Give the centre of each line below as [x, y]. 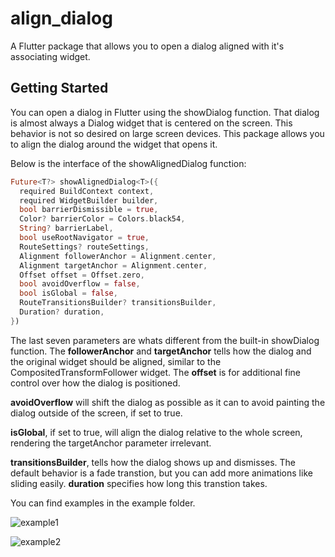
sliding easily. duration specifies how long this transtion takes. [139, 483]
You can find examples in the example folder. [103, 503]
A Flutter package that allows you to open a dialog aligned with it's [147, 46]
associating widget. [50, 56]
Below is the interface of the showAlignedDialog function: [128, 163]
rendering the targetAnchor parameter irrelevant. [111, 443]
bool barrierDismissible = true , [89, 210]
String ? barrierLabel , [66, 228]
